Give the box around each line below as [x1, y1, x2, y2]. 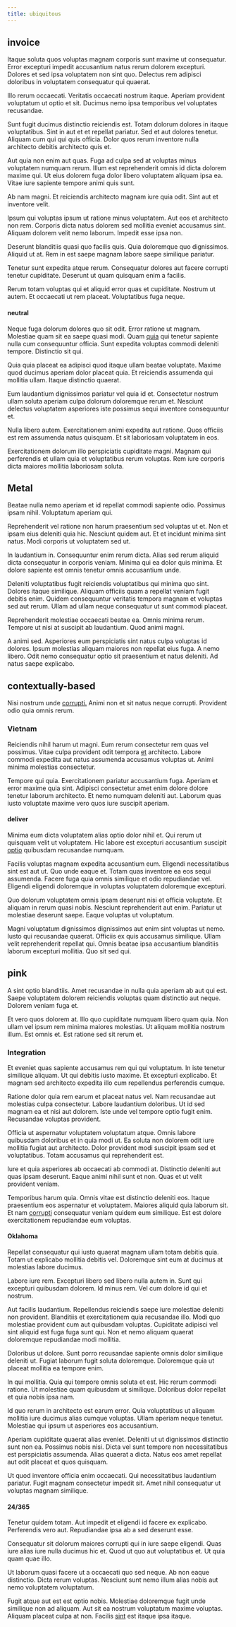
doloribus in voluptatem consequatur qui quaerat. [7, 78, 151, 86]
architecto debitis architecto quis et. [7, 143, 112, 151]
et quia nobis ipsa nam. [7, 1393, 75, 1402]
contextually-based [7, 680, 96, 692]
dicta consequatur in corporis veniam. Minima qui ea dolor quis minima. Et [7, 558, 223, 567]
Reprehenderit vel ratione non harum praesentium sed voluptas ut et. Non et [7, 522, 228, 531]
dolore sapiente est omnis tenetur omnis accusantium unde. [7, 566, 181, 575]
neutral [7, 309, 30, 317]
